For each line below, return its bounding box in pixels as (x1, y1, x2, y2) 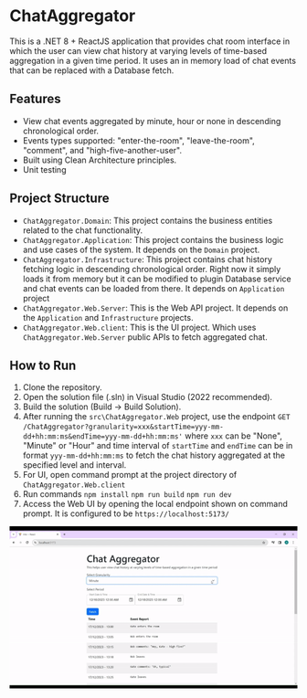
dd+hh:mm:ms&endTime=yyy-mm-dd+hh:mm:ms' (22, 432, 183, 441)
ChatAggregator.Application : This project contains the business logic (22, 234, 284, 245)
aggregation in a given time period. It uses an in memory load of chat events (9, 55, 297, 66)
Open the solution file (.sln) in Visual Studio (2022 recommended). (22, 392, 272, 403)
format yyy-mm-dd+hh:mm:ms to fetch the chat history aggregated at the (22, 449, 286, 461)
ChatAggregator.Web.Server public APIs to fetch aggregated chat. (22, 331, 268, 343)
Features (9, 91, 61, 107)
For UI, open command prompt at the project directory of (22, 470, 238, 481)
